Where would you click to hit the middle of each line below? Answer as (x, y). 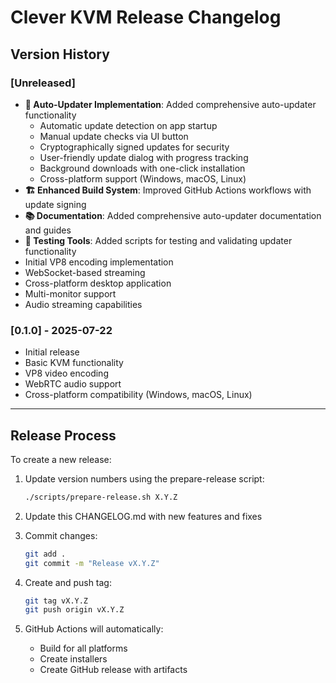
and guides (48, 230)
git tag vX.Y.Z (56, 601)
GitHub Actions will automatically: (94, 629)
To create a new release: (61, 459)
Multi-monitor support (70, 293)
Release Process (63, 435)
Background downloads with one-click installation (142, 168)
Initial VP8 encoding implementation (99, 262)
